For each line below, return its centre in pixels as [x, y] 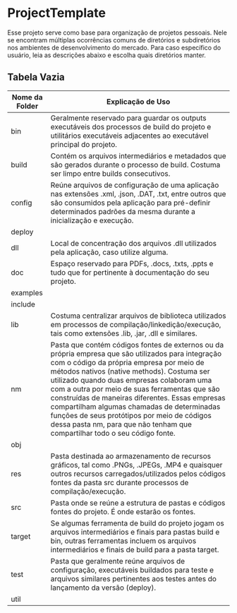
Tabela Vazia [36, 77]
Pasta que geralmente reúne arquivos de [118, 561]
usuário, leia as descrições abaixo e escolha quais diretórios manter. [107, 55]
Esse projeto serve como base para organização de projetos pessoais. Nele [117, 32]
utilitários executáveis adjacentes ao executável [129, 136]
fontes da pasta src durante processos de [120, 482]
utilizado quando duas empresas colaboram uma [131, 380]
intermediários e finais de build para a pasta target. [135, 549]
